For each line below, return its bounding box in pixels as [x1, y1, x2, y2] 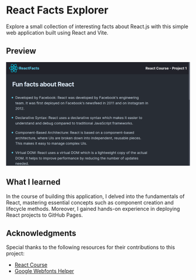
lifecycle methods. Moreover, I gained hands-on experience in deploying [6, 205, 180, 212]
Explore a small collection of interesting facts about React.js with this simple [6, 23, 188, 30]
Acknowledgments [6, 228, 77, 238]
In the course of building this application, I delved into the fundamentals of [6, 193, 185, 200]
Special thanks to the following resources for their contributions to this [6, 244, 175, 251]
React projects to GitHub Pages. [6, 211, 83, 218]
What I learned [6, 177, 61, 187]
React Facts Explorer [6, 4, 109, 17]
